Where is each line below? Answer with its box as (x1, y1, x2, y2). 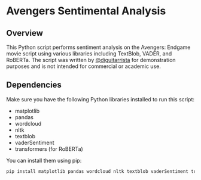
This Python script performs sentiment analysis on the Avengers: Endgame (6, 44, 191, 51)
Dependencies (6, 80, 62, 90)
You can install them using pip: (6, 157, 82, 164)
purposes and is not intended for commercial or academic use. (6, 63, 162, 70)
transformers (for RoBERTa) (14, 145, 84, 153)
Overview (6, 28, 44, 38)
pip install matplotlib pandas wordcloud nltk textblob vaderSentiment (6, 168, 188, 174)
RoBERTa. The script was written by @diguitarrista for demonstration (6, 57, 176, 63)
